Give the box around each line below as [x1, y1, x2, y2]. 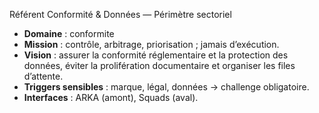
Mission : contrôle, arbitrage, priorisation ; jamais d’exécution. [23, 39, 280, 50]
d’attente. [23, 70, 64, 82]
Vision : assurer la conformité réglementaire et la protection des [23, 49, 289, 61]
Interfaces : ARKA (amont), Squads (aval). [23, 92, 199, 103]
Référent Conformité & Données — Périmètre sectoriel [9, 9, 232, 20]
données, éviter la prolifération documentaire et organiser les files [23, 60, 296, 71]
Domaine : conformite [23, 28, 115, 39]
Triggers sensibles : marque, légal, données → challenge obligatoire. [23, 81, 310, 93]
